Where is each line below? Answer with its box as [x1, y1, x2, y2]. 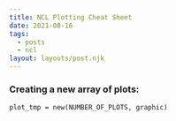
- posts [17, 37, 46, 47]
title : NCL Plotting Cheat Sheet [9, 12, 133, 22]
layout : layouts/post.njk [9, 54, 104, 63]
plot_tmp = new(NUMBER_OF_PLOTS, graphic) [9, 103, 168, 112]
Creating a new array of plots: [9, 83, 140, 95]
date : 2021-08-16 [9, 21, 73, 30]
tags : [9, 29, 29, 38]
